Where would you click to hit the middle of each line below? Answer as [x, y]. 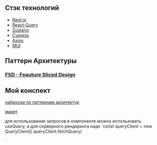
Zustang [20, 30]
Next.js [19, 19]
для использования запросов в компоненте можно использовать [73, 121]
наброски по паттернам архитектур [42, 102]
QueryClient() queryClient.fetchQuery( [44, 131]
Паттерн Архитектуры [41, 61]
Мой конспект [28, 90]
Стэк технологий [32, 8]
